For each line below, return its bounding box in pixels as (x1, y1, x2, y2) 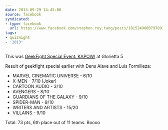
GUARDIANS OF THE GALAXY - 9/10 (12, 94, 88, 100)
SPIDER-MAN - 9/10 (12, 99, 54, 105)
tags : (5, 30, 16, 35)
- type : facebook (5, 21, 41, 26)
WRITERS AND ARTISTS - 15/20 (12, 104, 78, 110)
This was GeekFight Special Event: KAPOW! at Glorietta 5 (5, 53, 123, 59)
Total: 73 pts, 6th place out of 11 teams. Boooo (5, 119, 100, 125)
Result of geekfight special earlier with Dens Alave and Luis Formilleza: (5, 63, 151, 69)
